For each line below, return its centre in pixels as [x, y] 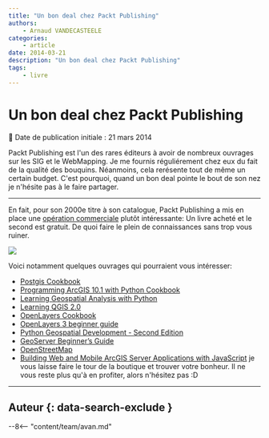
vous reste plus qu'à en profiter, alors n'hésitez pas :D [109, 375]
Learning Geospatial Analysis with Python [88, 298]
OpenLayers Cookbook [58, 315]
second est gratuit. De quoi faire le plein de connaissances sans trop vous [130, 227]
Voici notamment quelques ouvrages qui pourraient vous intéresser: [120, 266]
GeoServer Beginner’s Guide [67, 340]
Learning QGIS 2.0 [50, 307]
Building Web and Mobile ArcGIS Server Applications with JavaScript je [137, 358]
